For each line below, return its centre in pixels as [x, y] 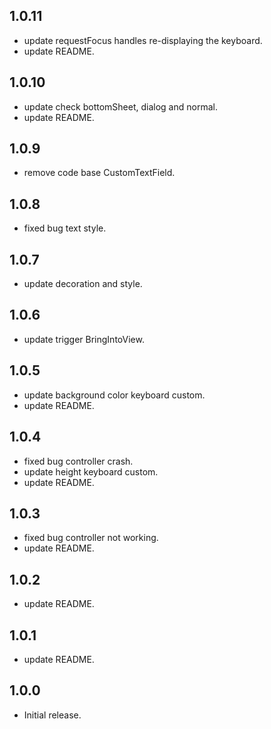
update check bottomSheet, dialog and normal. [120, 106]
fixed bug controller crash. [78, 461]
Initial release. [52, 715]
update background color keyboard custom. [114, 395]
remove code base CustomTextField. [99, 173]
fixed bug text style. [65, 228]
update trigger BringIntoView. [84, 339]
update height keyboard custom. [91, 471]
